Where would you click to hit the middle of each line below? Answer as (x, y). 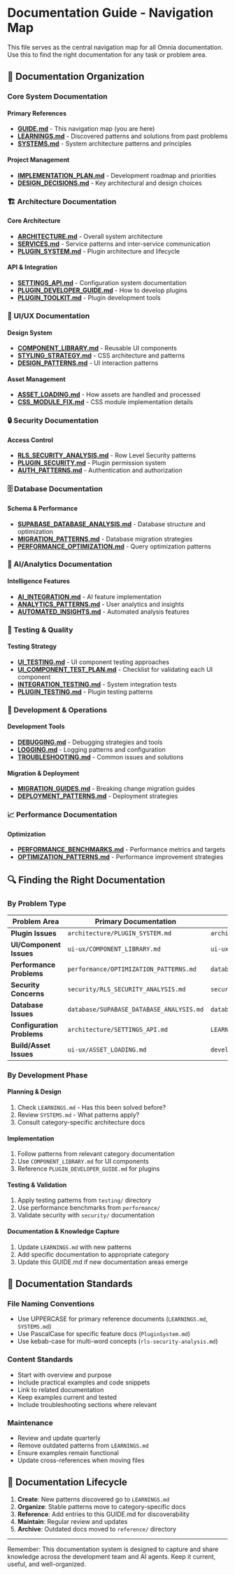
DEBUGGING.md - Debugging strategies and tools (90, 742)
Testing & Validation (37, 1185)
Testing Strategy (32, 647)
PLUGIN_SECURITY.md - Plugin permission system (92, 463)
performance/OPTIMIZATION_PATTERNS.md (132, 969)
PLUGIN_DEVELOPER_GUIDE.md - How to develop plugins (102, 290)
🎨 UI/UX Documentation (49, 315)
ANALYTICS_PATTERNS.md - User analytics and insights (101, 604)
